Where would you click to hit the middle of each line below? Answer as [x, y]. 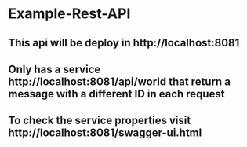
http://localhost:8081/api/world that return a [120, 81]
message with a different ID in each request [116, 94]
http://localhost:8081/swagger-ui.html [105, 133]
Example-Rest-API [69, 14]
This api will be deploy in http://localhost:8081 [124, 43]
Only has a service [54, 69]
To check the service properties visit [100, 121]
